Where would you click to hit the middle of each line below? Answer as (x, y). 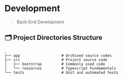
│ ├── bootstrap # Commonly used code (55, 64)
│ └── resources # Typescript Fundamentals (61, 68)
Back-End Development (40, 22)
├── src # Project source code (56, 60)
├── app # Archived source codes (58, 55)
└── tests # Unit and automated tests (61, 72)
